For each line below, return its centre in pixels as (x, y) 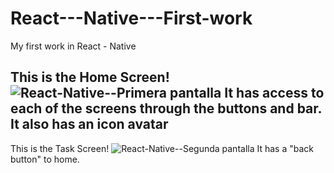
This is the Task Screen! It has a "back (162, 148)
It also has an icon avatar (89, 124)
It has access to (274, 93)
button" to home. (45, 159)
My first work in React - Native (73, 46)
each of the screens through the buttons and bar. (166, 108)
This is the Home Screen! (90, 77)
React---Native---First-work (131, 18)
